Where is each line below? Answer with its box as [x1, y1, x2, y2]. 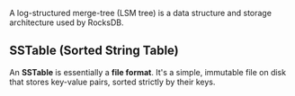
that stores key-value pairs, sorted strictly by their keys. [9, 76, 216, 87]
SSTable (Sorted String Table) [9, 43, 179, 58]
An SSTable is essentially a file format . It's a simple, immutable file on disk [9, 66, 286, 77]
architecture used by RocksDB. [9, 17, 124, 28]
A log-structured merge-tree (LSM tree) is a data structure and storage [9, 8, 273, 18]
